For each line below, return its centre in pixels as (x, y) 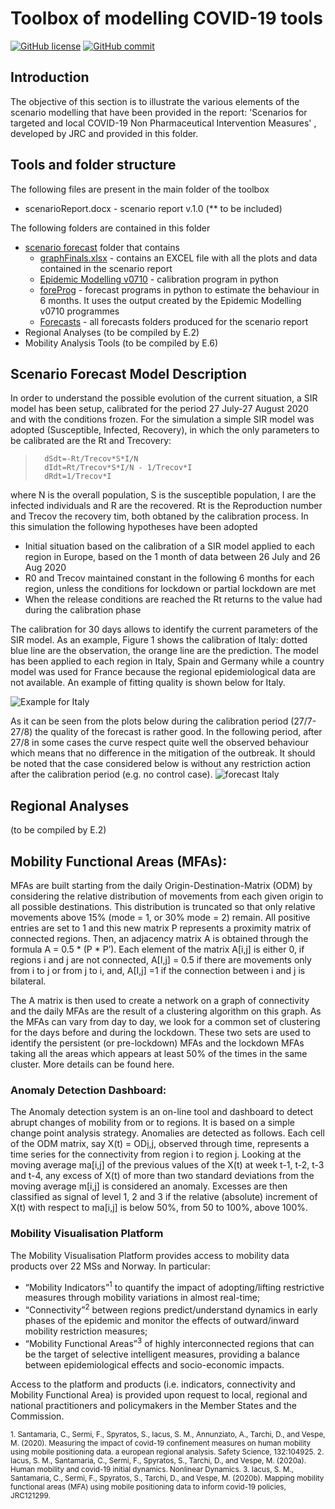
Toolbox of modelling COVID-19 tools (166, 18)
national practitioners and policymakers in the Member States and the (153, 1405)
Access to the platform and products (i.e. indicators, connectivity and (153, 1384)
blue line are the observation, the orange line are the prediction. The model (164, 651)
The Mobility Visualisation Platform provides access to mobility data (150, 1255)
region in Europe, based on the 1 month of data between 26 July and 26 (172, 557)
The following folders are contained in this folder (110, 228)
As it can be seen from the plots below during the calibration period (149, 721)
